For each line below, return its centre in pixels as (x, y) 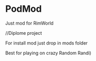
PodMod (23, 9)
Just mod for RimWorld (29, 23)
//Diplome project (24, 33)
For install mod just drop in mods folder (46, 43)
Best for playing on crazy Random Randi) (48, 53)
